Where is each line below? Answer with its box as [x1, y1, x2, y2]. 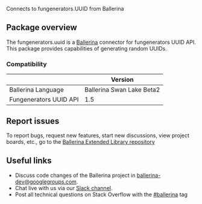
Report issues [6, 116, 60, 126]
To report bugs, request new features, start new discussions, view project [6, 132, 190, 139]
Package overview [6, 22, 77, 32]
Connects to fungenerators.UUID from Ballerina [6, 5, 124, 12]
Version [110, 75, 134, 84]
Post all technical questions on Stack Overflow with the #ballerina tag [14, 191, 188, 198]
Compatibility [6, 60, 47, 68]
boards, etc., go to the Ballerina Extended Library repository [6, 138, 155, 145]
